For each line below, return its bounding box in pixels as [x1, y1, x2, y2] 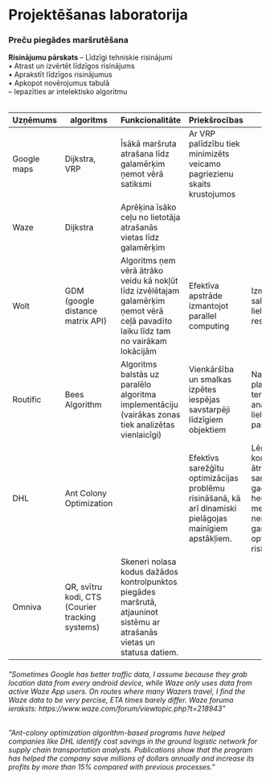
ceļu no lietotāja [120, 212, 181, 223]
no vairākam [120, 336, 167, 347]
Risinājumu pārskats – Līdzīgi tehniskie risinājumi [8, 52, 173, 62]
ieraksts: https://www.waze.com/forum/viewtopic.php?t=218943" [8, 703, 226, 714]
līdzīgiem [188, 414, 223, 425]
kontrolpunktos [120, 576, 178, 587]
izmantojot [188, 301, 229, 312]
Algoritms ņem [120, 255, 176, 267]
